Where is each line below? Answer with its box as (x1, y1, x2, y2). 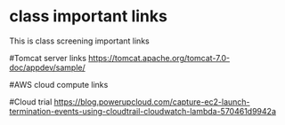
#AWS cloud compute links (9, 79, 109, 90)
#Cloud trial (9, 96, 53, 107)
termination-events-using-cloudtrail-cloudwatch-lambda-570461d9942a (9, 105, 276, 116)
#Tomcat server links (9, 52, 87, 63)
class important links (9, 6, 167, 27)
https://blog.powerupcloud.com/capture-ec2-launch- (53, 96, 251, 107)
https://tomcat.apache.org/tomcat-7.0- (88, 52, 230, 63)
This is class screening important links (9, 35, 150, 46)
